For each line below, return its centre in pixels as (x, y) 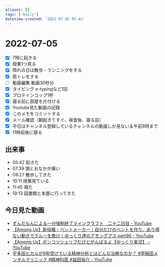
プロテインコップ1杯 (33, 95)
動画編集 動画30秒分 (33, 83)
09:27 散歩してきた (32, 174)
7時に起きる (25, 58)
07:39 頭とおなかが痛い (36, 168)
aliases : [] (17, 10)
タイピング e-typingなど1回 (40, 89)
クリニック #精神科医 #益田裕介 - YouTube (69, 259)
